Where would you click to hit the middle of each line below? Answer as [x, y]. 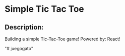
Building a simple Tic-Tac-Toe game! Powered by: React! [62, 39]
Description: [24, 27]
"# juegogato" [19, 48]
